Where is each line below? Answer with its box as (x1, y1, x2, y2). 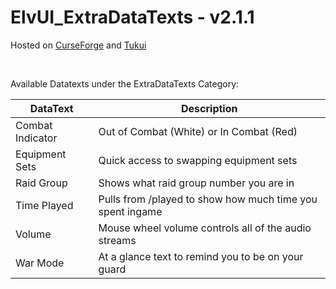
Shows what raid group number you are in (98, 176, 295, 190)
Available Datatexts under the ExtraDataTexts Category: (10, 77, 240, 90)
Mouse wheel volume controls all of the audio (98, 221, 312, 235)
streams (98, 233, 137, 247)
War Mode (15, 256, 65, 270)
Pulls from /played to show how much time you (98, 192, 318, 206)
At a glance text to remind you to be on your (98, 249, 304, 263)
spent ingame (98, 204, 163, 218)
